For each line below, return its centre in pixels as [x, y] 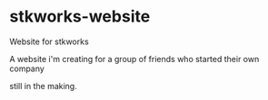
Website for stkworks [49, 41]
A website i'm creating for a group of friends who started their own [134, 59]
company [27, 68]
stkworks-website [80, 17]
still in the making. [43, 86]
